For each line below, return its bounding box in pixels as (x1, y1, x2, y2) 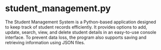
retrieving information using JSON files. (5, 39, 85, 45)
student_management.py (5, 3, 111, 14)
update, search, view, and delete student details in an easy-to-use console (5, 29, 157, 35)
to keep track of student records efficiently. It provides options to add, (5, 24, 147, 30)
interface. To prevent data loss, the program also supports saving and (5, 34, 147, 40)
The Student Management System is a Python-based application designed (5, 19, 157, 25)
